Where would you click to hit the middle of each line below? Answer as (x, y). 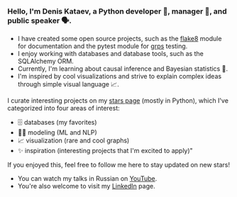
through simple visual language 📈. (68, 84)
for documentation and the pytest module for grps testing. (103, 46)
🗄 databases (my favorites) (57, 123)
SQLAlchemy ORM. (46, 61)
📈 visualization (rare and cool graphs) (73, 140)
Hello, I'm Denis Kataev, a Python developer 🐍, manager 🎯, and (117, 11)
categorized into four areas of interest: (64, 108)
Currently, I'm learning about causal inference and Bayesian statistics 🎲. (123, 69)
